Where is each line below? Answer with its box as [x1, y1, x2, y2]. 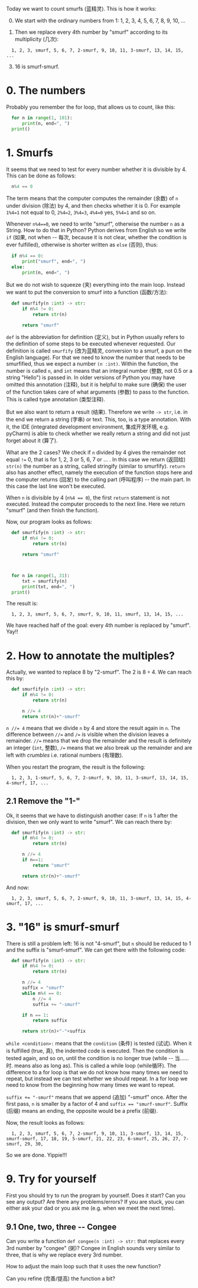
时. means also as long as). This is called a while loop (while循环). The [6, 1062, 177, 1070]
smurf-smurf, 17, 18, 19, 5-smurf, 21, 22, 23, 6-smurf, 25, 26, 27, [6, 1136, 181, 1142]
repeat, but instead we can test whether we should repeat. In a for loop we [6, 1075, 188, 1082]
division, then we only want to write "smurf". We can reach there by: [6, 818, 173, 825]
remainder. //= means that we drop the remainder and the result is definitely [6, 737, 191, 744]
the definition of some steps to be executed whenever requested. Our [6, 340, 176, 347]
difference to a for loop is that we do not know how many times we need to [6, 1069, 189, 1076]
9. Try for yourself [6, 1172, 97, 1186]
